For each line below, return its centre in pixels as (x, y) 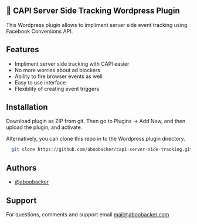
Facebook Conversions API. (40, 31)
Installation (27, 107)
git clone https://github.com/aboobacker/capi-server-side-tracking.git (102, 150)
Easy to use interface (40, 82)
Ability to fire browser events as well (58, 76)
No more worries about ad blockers (57, 70)
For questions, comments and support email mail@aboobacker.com (88, 214)
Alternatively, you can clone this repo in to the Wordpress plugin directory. (96, 139)
